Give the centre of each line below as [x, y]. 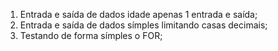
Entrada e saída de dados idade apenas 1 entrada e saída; [138, 14]
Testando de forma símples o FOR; [91, 35]
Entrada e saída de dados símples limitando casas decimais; [143, 25]
